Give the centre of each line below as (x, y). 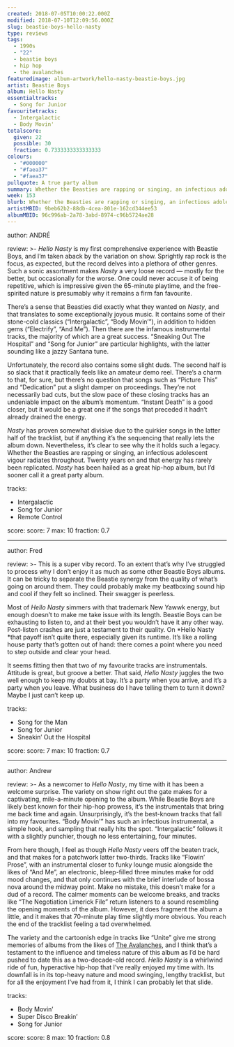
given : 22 (28, 137)
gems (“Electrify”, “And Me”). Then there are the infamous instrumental (109, 328)
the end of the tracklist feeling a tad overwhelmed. (79, 924)
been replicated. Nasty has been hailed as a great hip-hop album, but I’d (111, 467)
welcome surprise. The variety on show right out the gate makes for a (107, 791)
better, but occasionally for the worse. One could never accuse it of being (113, 278)
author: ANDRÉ (29, 235)
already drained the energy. (47, 417)
